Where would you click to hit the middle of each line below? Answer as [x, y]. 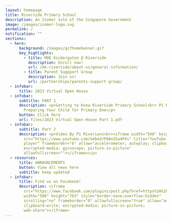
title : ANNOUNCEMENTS [42, 163]
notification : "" [24, 34]
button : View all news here [49, 167]
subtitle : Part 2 [37, 129]
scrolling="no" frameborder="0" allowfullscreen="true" [84, 200]
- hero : [18, 44]
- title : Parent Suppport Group [58, 72]
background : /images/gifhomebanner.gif [61, 48]
